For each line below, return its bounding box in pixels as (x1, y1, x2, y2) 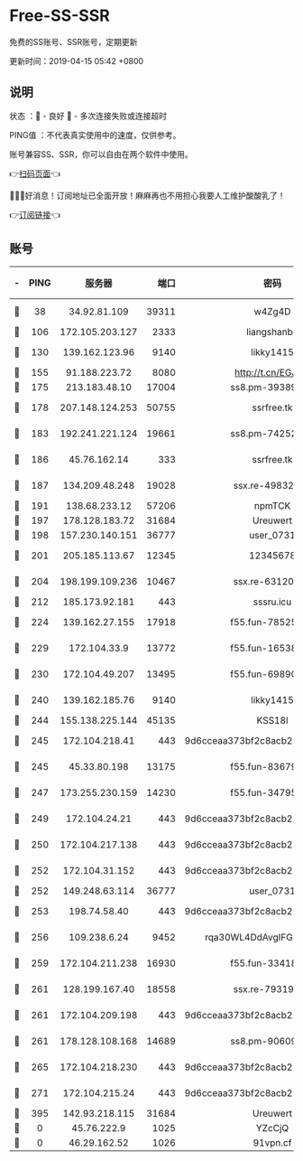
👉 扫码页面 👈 (9, 168, 61, 179)
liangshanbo (246, 325, 299, 338)
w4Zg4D (253, 304, 291, 317)
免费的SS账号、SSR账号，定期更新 (9, 36, 138, 47)
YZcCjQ (255, 1121, 289, 1134)
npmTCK (253, 499, 291, 511)
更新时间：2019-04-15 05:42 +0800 (9, 55, 144, 66)
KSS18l (256, 714, 289, 726)
